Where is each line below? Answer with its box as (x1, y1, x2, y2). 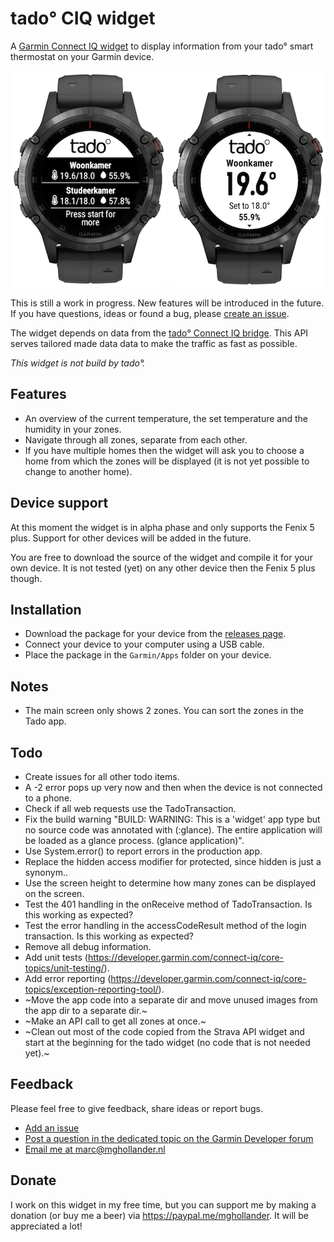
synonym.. (24, 867, 68, 878)
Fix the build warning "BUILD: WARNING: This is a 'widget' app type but (24, 813, 321, 825)
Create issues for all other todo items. (24, 771, 180, 782)
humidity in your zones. (24, 423, 122, 435)
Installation (10, 601, 82, 618)
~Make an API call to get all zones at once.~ (24, 1015, 207, 1027)
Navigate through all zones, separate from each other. (24, 433, 248, 446)
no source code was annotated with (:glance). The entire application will (24, 824, 323, 836)
